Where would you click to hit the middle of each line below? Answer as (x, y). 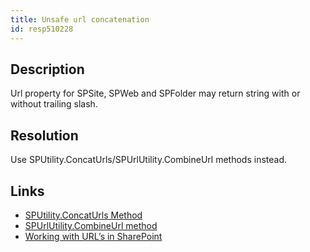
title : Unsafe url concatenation (80, 19)
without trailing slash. (54, 104)
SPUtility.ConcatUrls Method (83, 215)
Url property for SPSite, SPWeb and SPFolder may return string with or (155, 93)
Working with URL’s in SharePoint (93, 236)
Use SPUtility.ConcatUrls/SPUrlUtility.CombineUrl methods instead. (148, 160)
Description (47, 69)
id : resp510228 (42, 29)
